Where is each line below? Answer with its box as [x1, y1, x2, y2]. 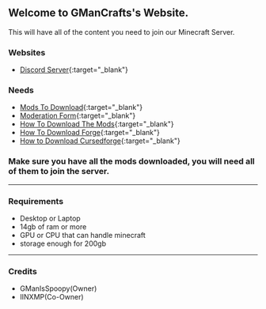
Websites [8, 47, 46, 58]
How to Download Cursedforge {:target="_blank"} [19, 136, 180, 145]
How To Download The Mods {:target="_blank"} [19, 119, 174, 129]
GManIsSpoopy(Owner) [19, 284, 97, 293]
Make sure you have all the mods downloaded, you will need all [8, 156, 255, 167]
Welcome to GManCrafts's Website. [8, 6, 189, 20]
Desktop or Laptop [19, 213, 81, 223]
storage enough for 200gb [19, 239, 107, 248]
